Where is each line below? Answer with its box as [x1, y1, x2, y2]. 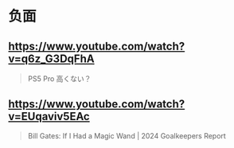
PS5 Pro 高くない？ [27, 74, 92, 84]
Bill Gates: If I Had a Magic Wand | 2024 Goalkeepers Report [27, 130, 227, 140]
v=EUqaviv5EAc [8, 110, 90, 123]
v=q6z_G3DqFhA [8, 52, 95, 65]
